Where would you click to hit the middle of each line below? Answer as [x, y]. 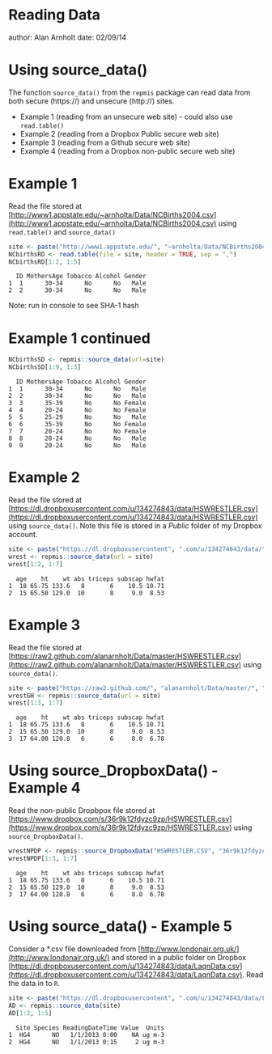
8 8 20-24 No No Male [78, 438]
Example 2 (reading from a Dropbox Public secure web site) [120, 133]
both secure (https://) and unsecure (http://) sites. [91, 101]
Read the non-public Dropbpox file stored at [82, 811]
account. [23, 535]
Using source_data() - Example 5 [120, 927]
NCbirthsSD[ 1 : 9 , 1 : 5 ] [45, 367]
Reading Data [55, 15]
